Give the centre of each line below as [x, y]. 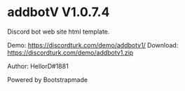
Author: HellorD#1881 [38, 66]
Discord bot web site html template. [59, 31]
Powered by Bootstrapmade [48, 79]
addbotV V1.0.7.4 [59, 12]
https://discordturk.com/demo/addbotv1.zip [70, 52]
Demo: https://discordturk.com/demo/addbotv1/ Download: [93, 45]
